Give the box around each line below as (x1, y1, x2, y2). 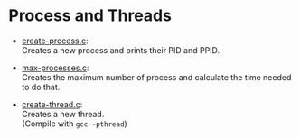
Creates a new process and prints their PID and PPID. (21, 44, 220, 55)
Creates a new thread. (21, 108, 105, 119)
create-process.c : (21, 35, 89, 46)
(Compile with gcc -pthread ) (21, 118, 127, 129)
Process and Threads (8, 5, 173, 26)
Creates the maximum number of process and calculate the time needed (21, 71, 292, 82)
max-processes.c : (21, 62, 89, 73)
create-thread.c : (21, 98, 83, 109)
